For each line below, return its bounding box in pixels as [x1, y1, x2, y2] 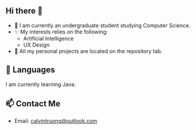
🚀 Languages [5, 65, 55, 75]
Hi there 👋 [5, 6, 43, 16]
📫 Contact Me [5, 99, 61, 109]
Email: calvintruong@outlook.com [14, 117, 97, 125]
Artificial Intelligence [23, 35, 74, 42]
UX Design [23, 41, 50, 48]
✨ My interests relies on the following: [14, 28, 108, 35]
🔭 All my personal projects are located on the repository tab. [14, 47, 163, 54]
